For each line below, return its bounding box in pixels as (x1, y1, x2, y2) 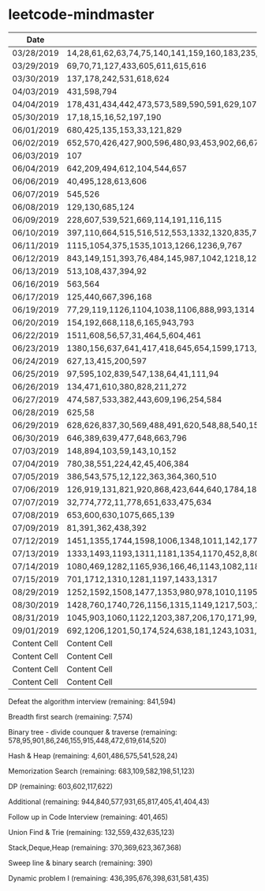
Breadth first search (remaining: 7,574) (8, 712, 133, 721)
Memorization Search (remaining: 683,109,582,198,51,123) (8, 766, 196, 776)
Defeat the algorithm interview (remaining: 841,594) (8, 697, 176, 706)
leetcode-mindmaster (8, 6, 155, 24)
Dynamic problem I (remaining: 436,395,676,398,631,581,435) (8, 873, 209, 882)
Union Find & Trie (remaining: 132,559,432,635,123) (8, 827, 175, 836)
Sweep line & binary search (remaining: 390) (8, 858, 153, 867)
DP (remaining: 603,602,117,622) (8, 781, 113, 791)
